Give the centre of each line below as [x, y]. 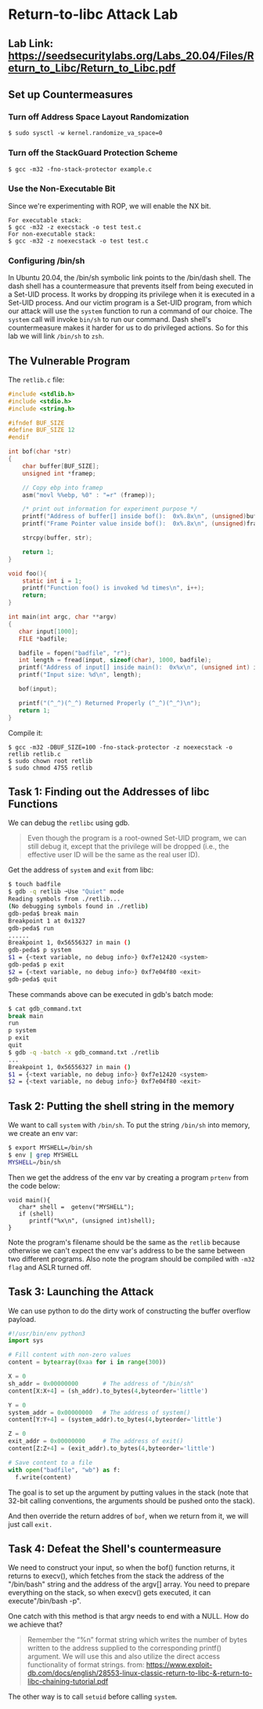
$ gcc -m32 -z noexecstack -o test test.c [78, 241]
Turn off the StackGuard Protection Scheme [93, 153]
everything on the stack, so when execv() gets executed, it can [110, 1593]
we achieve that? [35, 1625]
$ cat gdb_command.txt [45, 1009]
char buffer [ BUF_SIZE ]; [61, 466]
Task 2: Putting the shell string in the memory [121, 1106]
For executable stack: [45, 220]
